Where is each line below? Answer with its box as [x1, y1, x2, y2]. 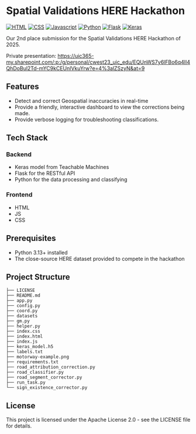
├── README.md [6, 292, 41, 299]
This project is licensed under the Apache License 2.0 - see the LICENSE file [6, 416, 191, 423]
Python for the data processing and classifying [14, 176, 128, 183]
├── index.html [6, 333, 43, 340]
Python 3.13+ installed [14, 249, 68, 256]
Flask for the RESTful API [14, 170, 75, 177]
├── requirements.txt [6, 359, 59, 365]
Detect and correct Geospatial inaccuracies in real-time [14, 97, 149, 104]
